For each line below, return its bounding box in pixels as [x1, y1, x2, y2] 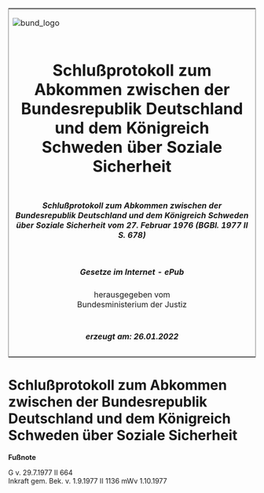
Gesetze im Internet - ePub [79, 266, 185, 277]
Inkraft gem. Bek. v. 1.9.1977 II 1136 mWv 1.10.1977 [8, 476, 167, 485]
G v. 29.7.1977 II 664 [8, 468, 73, 477]
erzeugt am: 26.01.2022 [85, 331, 179, 342]
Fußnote [8, 452, 37, 461]
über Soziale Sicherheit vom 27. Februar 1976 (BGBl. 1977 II [15, 220, 249, 231]
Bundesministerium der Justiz [77, 299, 187, 310]
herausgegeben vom [93, 289, 170, 300]
